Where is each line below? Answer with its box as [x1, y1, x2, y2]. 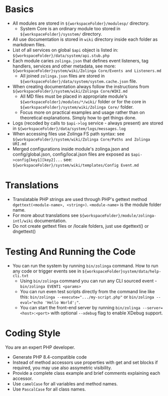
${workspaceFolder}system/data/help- [82, 269, 161, 274]
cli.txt [12, 273, 29, 278]
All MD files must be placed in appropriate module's [20, 93, 127, 99]
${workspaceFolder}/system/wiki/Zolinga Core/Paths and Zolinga [12, 137, 150, 142]
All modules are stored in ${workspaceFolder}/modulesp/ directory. [12, 20, 150, 26]
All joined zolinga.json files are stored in [20, 73, 105, 79]
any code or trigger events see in [12, 268, 81, 274]
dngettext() [12, 228, 36, 234]
